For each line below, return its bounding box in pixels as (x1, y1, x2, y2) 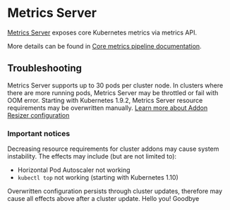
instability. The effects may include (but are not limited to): (7, 152, 177, 161)
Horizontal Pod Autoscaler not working (17, 166, 131, 174)
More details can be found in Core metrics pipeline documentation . (7, 42, 202, 50)
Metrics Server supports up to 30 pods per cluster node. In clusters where (7, 81, 224, 89)
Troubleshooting (7, 62, 83, 75)
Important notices (7, 128, 71, 138)
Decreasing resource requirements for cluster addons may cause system (7, 144, 219, 153)
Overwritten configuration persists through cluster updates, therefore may (7, 187, 223, 195)
